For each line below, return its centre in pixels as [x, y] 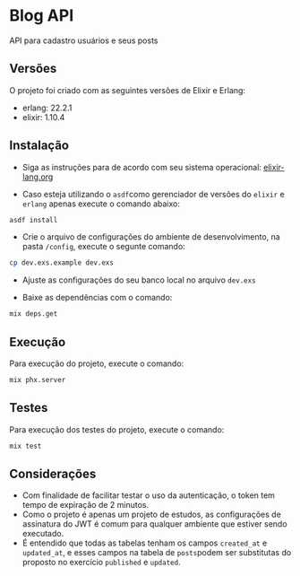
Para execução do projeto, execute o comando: [97, 363]
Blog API [42, 16]
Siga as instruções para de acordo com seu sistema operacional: [142, 167]
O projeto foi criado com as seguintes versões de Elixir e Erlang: [128, 90]
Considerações [53, 473]
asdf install [34, 220]
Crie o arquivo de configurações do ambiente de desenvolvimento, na [151, 237]
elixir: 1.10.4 [43, 117]
